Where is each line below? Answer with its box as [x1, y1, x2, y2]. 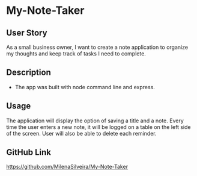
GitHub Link [6, 147, 51, 157]
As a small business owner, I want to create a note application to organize [6, 43, 188, 51]
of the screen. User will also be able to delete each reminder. [6, 130, 157, 137]
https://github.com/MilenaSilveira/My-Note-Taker [6, 163, 128, 171]
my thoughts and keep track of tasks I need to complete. [6, 50, 146, 57]
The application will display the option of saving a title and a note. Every [6, 117, 184, 124]
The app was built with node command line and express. [14, 83, 155, 90]
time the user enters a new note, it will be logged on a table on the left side [6, 123, 191, 130]
